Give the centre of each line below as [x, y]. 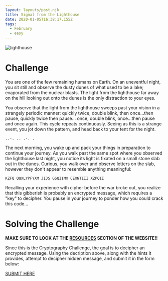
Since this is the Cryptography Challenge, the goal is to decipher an [75, 248]
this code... [17, 203]
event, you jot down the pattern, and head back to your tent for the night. [80, 129]
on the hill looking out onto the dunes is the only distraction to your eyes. [80, 98]
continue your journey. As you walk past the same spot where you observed [84, 153]
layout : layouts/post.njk [32, 10]
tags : [11, 24]
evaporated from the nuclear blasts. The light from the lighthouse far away [82, 92]
